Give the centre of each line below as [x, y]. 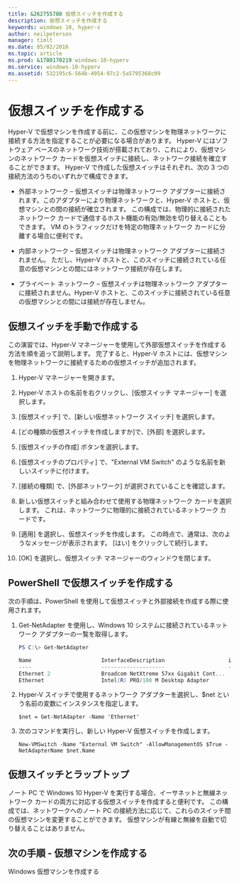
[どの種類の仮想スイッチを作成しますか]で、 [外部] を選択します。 [113, 432]
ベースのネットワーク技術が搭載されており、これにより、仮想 [124, 149]
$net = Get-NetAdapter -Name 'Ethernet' [79, 717]
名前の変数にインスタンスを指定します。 [83, 703]
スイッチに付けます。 [62, 471]
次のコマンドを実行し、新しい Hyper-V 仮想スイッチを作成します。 [116, 731]
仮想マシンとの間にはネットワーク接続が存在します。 [109, 269]
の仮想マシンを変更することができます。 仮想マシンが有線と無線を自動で [114, 819]
